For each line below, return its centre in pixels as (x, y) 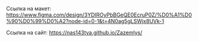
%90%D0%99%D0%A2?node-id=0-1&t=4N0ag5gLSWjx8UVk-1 (85, 21)
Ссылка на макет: (29, 9)
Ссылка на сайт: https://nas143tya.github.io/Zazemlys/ (74, 33)
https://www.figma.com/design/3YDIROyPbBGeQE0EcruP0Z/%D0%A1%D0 (99, 15)
